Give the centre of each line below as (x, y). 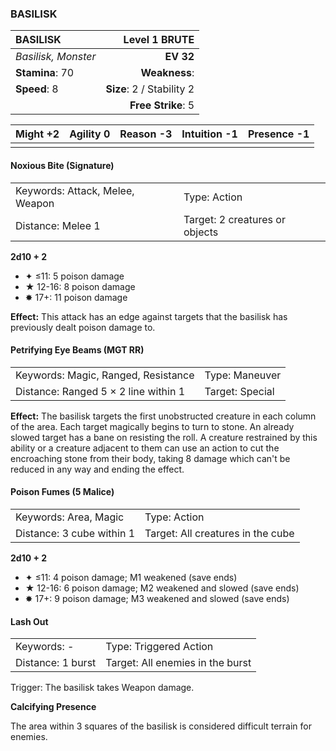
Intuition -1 (209, 134)
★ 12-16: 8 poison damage (80, 286)
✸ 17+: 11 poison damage (76, 297)
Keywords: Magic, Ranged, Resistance (105, 375)
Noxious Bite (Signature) (62, 165)
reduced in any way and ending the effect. (97, 469)
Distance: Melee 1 (58, 225)
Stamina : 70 (45, 73)
